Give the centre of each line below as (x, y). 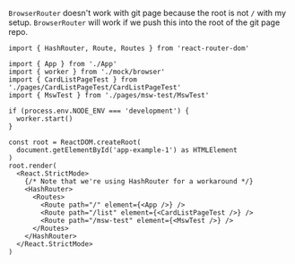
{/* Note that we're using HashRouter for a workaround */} (139, 182)
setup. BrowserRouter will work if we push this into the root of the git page (144, 22)
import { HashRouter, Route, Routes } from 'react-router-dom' (129, 48)
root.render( (33, 166)
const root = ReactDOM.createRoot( (75, 142)
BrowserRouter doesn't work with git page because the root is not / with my (147, 13)
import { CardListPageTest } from (73, 80)
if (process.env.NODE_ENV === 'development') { (99, 111)
